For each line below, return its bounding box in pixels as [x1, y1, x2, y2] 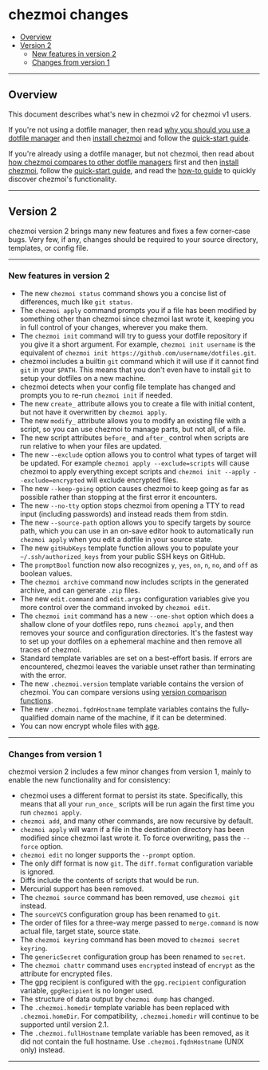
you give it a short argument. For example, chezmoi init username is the [19, 339, 256, 349]
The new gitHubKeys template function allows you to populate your [19, 543, 239, 553]
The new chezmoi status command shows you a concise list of [19, 288, 227, 298]
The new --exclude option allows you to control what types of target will [19, 450, 258, 459]
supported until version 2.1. [19, 1020, 109, 1029]
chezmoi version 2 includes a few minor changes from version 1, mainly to [8, 767, 251, 776]
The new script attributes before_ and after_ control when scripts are [19, 433, 249, 442]
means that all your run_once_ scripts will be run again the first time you [19, 799, 255, 809]
